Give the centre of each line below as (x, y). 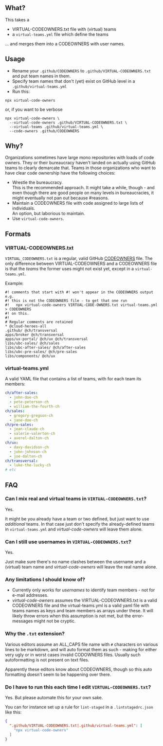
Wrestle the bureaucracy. (37, 182)
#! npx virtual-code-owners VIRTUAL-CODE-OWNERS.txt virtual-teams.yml (81, 305)
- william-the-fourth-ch (35, 407)
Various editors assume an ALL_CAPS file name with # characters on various (81, 644)
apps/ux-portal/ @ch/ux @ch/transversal (47, 339)
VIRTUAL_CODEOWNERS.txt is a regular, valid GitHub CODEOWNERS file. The (79, 258)
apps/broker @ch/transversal (35, 335)
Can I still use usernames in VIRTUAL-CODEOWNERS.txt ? (68, 542)
